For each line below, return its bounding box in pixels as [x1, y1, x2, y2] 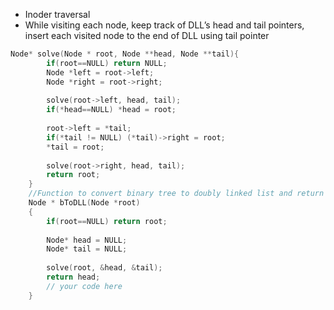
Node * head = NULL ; [46, 235, 128, 245]
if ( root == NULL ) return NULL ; [46, 58, 168, 68]
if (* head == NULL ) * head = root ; [46, 105, 177, 115]
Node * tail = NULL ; [46, 244, 128, 254]
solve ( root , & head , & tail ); [46, 263, 163, 273]
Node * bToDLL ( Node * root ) [28, 198, 141, 208]
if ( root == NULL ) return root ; [46, 216, 168, 226]
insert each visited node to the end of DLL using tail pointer [24, 30, 270, 41]
